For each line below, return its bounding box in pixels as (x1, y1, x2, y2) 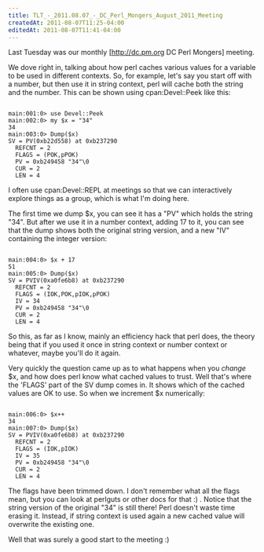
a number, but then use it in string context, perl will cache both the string (8, 79, 244, 89)
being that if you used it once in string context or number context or (8, 340, 228, 349)
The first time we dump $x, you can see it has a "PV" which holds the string (8, 209, 253, 218)
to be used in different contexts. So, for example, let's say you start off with (8, 71, 252, 81)
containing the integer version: (8, 234, 108, 243)
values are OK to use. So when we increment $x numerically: (8, 389, 206, 398)
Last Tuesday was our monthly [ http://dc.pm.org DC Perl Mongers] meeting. (8, 48, 255, 57)
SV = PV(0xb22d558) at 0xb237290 (8, 137, 118, 145)
